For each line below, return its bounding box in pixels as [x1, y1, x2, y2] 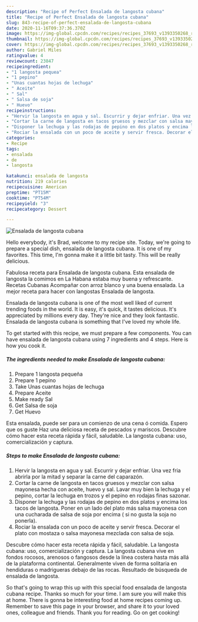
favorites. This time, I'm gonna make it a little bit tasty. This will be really [6, 252, 181, 259]
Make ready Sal [14, 396, 53, 403]
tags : [6, 146, 19, 152]
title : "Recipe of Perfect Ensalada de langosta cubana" [6, 14, 149, 20]
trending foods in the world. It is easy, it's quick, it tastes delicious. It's [6, 305, 177, 313]
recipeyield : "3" [6, 200, 49, 207]
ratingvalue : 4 [6, 53, 44, 58]
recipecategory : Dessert [6, 206, 67, 212]
